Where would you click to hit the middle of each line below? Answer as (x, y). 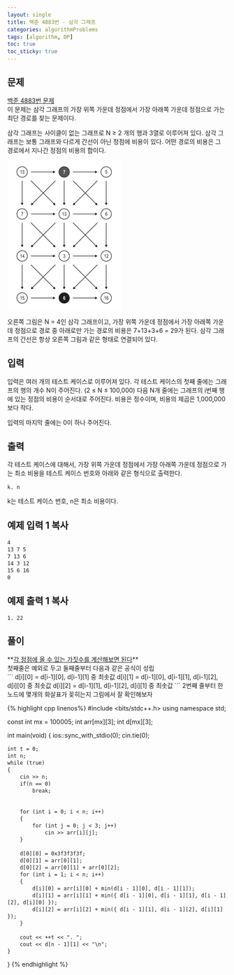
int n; (17, 756)
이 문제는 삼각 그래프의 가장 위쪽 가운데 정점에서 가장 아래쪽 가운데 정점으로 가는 (116, 109)
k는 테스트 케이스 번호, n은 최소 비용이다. (63, 501)
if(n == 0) (36, 784)
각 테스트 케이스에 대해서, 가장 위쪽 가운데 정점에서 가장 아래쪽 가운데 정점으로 (114, 465)
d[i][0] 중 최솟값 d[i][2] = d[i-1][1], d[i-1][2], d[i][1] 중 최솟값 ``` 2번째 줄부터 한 (115, 685)
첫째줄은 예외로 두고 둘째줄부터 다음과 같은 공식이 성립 (81, 668)
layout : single (29, 15)
